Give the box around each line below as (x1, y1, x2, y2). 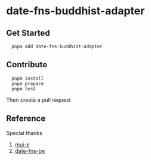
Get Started (6, 28, 50, 38)
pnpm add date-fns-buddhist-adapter (11, 43, 103, 49)
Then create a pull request (6, 96, 71, 103)
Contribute (6, 59, 48, 70)
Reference (6, 114, 46, 124)
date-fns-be (14, 147, 45, 154)
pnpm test (11, 86, 36, 92)
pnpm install (11, 76, 44, 81)
